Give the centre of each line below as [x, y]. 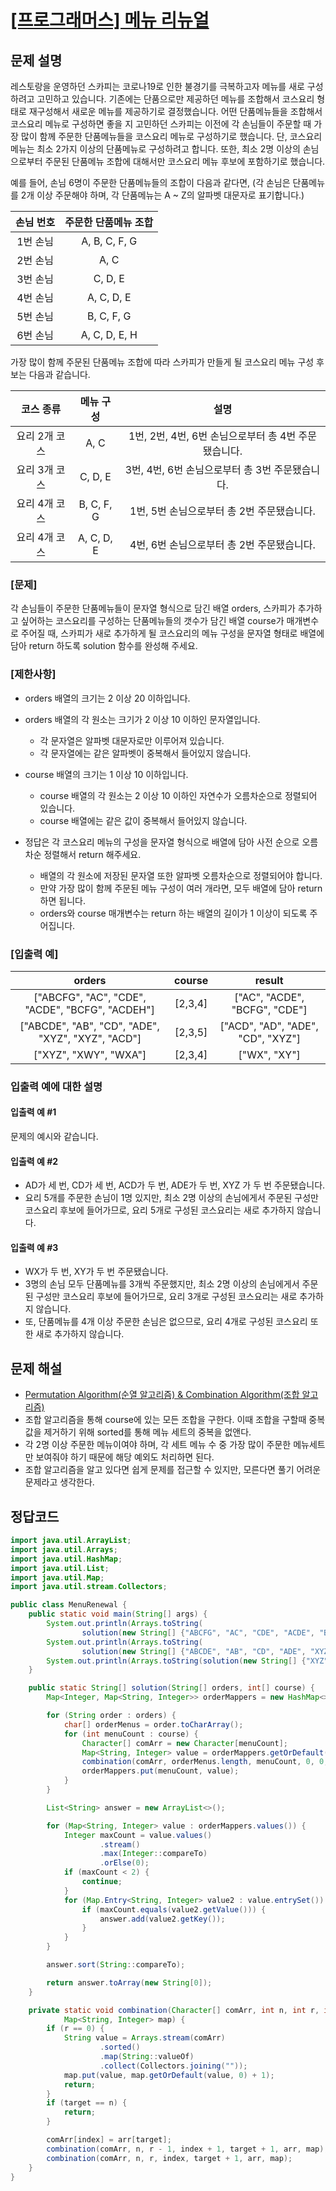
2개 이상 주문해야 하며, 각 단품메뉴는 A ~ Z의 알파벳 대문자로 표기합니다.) [162, 195]
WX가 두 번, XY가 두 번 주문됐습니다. [96, 1272]
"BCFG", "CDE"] [269, 1009]
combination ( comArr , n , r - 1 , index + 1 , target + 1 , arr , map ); [187, 2149]
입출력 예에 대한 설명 [56, 1086]
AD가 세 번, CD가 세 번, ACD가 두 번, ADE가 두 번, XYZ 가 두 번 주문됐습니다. [175, 1185]
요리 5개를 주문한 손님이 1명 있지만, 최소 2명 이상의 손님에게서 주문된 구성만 [171, 1198]
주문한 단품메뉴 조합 [109, 222]
